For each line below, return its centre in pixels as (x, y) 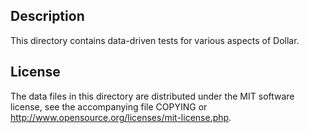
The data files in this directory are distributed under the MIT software (152, 96)
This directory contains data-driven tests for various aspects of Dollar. (155, 40)
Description (47, 16)
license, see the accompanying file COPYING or (109, 106)
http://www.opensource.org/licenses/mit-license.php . (121, 117)
